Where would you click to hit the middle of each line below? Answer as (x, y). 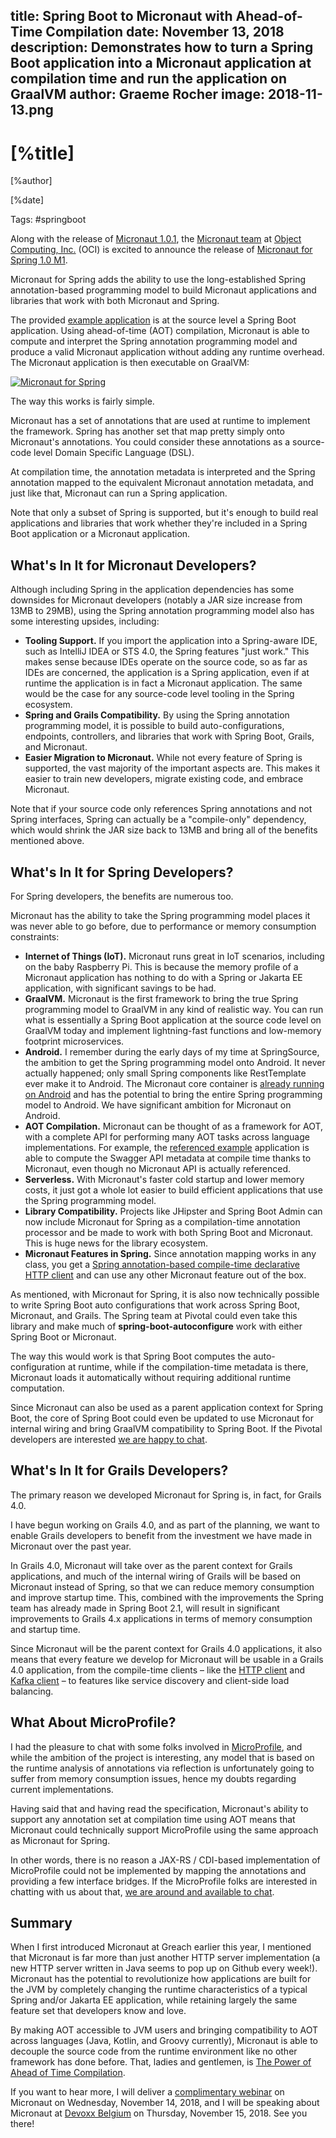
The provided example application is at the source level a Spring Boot (153, 320)
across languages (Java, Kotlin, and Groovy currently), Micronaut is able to (164, 2041)
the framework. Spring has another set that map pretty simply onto (147, 431)
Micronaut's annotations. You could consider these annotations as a (150, 442)
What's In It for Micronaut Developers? (133, 565)
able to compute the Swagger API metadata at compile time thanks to (168, 1158)
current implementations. (62, 1789)
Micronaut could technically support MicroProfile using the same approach (164, 1830)
